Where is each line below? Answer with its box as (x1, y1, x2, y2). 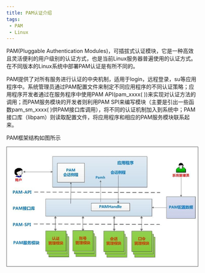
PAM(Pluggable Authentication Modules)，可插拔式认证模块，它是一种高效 (6, 48, 194, 55)
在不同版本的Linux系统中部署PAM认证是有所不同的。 (6, 63, 138, 70)
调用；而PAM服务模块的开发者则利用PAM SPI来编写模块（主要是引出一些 (6, 98, 189, 106)
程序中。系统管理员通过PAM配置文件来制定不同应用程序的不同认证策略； (6, 83, 189, 91)
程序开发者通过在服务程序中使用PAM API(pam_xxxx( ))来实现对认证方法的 (11, 91, 196, 98)
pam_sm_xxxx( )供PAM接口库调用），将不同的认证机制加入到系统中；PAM (11, 106, 196, 113)
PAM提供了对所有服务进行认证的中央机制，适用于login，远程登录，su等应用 (6, 76, 196, 83)
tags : (6, 16, 20, 23)
